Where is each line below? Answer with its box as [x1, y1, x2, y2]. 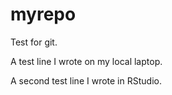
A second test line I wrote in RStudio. [10, 74, 162, 87]
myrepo [10, 3, 77, 26]
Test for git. [10, 36, 58, 48]
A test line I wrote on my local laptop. [10, 55, 163, 67]
